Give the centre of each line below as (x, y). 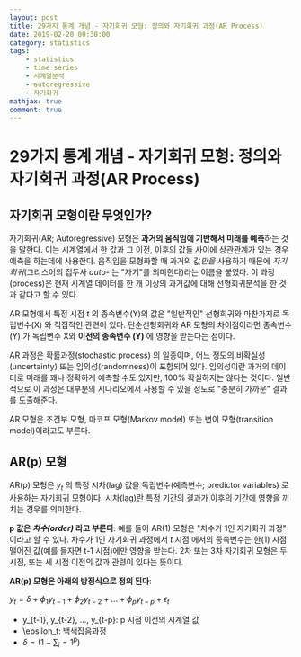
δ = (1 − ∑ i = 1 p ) (51, 643)
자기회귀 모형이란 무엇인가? (81, 215)
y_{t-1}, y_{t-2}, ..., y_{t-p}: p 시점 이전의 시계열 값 (111, 619)
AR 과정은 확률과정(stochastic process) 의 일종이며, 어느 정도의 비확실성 (137, 355)
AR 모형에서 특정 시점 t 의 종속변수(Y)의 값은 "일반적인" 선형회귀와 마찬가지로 (145, 314)
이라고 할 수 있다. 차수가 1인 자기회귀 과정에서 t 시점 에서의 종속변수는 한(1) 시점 (148, 539)
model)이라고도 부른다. (50, 431)
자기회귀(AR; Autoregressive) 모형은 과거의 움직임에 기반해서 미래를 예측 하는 (144, 238)
